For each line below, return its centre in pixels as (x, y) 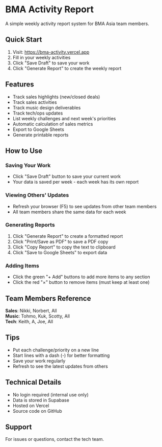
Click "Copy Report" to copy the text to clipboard (64, 247)
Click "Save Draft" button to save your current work (67, 176)
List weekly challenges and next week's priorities (64, 118)
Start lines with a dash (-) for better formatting (61, 355)
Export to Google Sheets (38, 129)
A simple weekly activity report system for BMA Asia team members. (77, 24)
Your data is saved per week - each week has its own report (76, 182)
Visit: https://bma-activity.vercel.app (51, 52)
